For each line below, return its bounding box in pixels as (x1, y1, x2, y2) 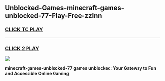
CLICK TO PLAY (5, 27, 43, 33)
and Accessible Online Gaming (5, 70, 69, 76)
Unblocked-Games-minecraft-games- (5, 4, 124, 12)
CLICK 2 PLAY (5, 45, 39, 52)
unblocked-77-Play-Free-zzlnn (5, 12, 102, 20)
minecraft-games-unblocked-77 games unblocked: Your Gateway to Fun (5, 65, 156, 71)
